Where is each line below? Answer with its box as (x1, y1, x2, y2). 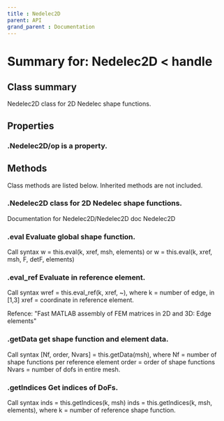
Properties (7, 120, 54, 131)
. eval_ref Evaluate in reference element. (7, 273, 146, 283)
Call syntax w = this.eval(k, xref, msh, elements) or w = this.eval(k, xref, (7, 248, 213, 256)
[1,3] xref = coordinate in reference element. (7, 296, 135, 304)
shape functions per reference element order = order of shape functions (7, 357, 215, 366)
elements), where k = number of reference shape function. (7, 406, 176, 414)
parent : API (7, 17, 42, 24)
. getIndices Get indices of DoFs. (7, 383, 119, 392)
